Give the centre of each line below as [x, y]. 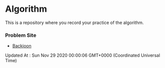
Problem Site [21, 35]
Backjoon [22, 46]
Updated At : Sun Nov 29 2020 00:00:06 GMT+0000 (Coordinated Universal [82, 55]
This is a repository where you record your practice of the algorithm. [74, 23]
